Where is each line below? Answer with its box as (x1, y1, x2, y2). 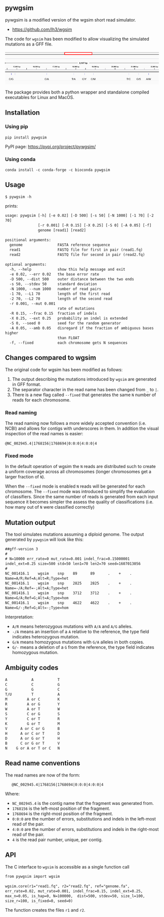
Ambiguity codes (5, 663, 59, 672)
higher (5, 330, 19, 335)
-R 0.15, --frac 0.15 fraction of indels (9, 311, 97, 316)
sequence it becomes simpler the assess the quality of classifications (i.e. (5, 499, 154, 505)
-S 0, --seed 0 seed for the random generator (9, 321, 121, 326)
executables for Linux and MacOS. (5, 94, 75, 100)
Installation (5, 109, 40, 117)
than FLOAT (57, 335, 80, 340)
